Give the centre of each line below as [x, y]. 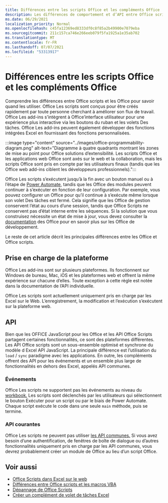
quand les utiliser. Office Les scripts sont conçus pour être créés [72, 106]
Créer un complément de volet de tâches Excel [61, 495]
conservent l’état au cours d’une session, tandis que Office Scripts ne [77, 206]
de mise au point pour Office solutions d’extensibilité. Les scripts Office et [81, 153]
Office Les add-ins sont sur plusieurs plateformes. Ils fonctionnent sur [77, 270]
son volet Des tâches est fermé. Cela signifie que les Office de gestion [78, 201]
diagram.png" [19, 148]
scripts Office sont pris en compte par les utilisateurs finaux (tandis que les [82, 164]
